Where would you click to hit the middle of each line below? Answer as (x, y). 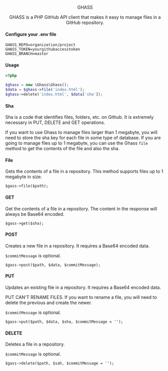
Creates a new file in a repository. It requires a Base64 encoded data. (78, 246)
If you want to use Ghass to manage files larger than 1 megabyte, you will (81, 132)
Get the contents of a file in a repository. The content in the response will (81, 209)
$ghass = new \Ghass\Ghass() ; (37, 85)
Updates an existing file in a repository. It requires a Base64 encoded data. (83, 287)
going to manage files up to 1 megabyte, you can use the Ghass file (77, 143)
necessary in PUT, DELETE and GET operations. (55, 123)
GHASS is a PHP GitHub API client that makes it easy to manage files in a (85, 17)
